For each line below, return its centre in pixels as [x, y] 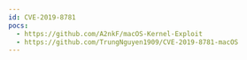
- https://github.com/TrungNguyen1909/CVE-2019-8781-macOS [127, 42]
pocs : [18, 26]
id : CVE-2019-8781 [42, 17]
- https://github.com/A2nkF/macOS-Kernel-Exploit [109, 34]
